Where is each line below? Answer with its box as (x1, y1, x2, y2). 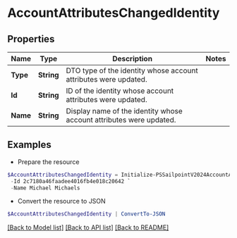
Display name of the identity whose (66, 106, 183, 115)
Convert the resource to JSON (17, 197, 106, 206)
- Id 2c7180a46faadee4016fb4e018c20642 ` (10, 177, 131, 184)
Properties (7, 33, 55, 45)
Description (112, 54, 153, 63)
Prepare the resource (17, 157, 80, 166)
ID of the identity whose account (66, 86, 174, 96)
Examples (7, 139, 51, 151)
